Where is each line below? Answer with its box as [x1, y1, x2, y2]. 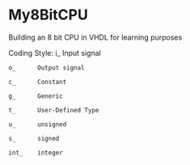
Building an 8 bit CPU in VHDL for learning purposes [8, 32, 183, 42]
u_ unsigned [8, 120, 67, 129]
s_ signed [8, 134, 60, 142]
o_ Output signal [8, 63, 85, 72]
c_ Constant [8, 78, 67, 86]
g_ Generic [8, 91, 63, 100]
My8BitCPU [8, 6, 89, 24]
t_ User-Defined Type [8, 106, 99, 114]
